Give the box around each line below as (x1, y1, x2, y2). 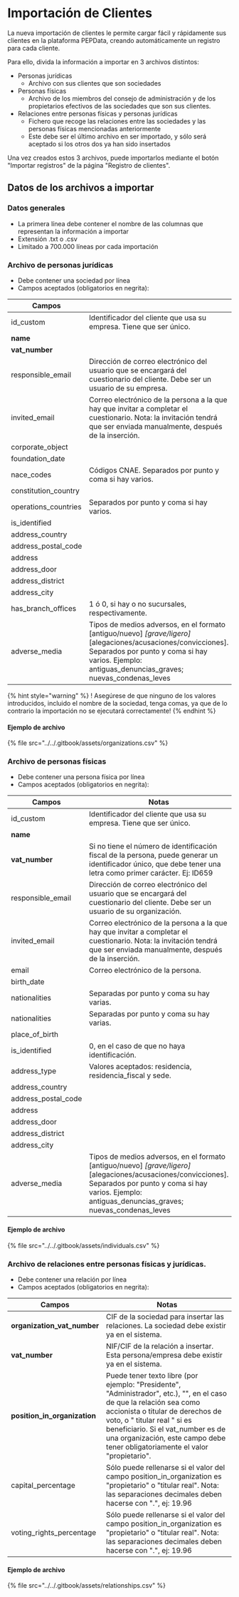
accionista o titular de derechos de (105, 1406, 222, 1416)
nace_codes (11, 470, 52, 480)
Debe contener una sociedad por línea (17, 276, 130, 285)
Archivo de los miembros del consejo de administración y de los (28, 94, 216, 103)
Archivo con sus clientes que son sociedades (28, 78, 161, 87)
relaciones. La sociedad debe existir (105, 1320, 226, 1330)
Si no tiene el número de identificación (88, 841, 218, 851)
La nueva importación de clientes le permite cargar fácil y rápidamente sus (7, 29, 226, 37)
